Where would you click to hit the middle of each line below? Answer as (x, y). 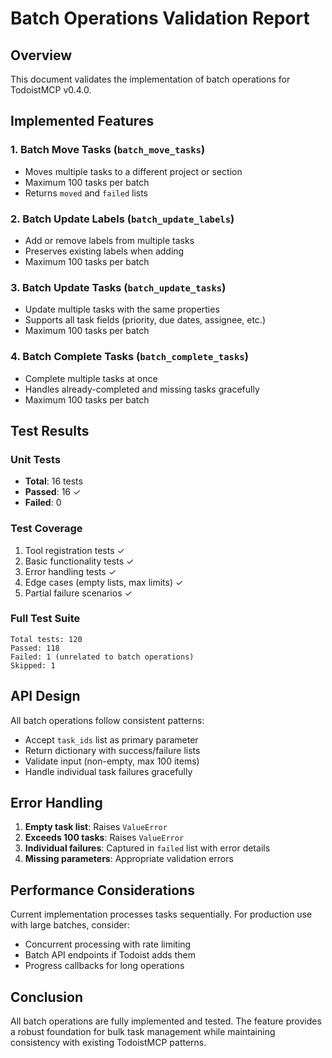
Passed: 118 (35, 648)
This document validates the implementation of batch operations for (150, 79)
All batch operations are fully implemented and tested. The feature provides (166, 1021)
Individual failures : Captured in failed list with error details (147, 848)
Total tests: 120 (46, 639)
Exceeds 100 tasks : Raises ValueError (104, 838)
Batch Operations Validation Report (160, 18)
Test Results (50, 430)
